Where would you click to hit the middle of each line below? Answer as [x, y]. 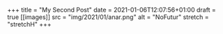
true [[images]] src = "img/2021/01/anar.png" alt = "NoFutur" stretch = [108, 17]
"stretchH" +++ [30, 24]
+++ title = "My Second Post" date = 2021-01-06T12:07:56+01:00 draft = [111, 10]
